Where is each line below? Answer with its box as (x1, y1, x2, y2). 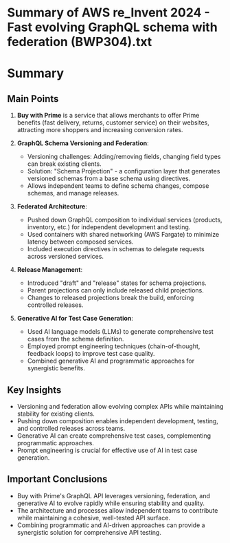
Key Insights (7, 384, 62, 396)
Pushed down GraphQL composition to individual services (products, (27, 215, 222, 224)
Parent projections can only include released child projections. (27, 286, 205, 295)
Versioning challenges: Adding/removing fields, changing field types (27, 153, 221, 161)
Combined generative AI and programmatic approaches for (27, 356, 195, 365)
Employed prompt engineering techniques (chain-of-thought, (27, 342, 200, 350)
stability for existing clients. (16, 409, 95, 418)
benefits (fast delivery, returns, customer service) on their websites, (16, 118, 209, 127)
